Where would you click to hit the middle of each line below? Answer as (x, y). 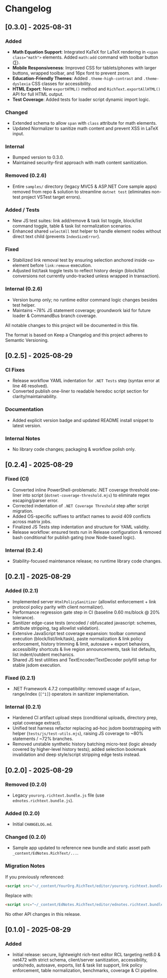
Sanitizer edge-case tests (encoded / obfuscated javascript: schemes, (84, 623)
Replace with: (19, 896)
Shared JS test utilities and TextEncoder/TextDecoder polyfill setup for (84, 659)
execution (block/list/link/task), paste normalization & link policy (78, 639)
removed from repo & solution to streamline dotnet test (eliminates (81, 191)
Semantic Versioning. (27, 340)
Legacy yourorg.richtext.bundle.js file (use (58, 795)
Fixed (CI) (17, 479)
